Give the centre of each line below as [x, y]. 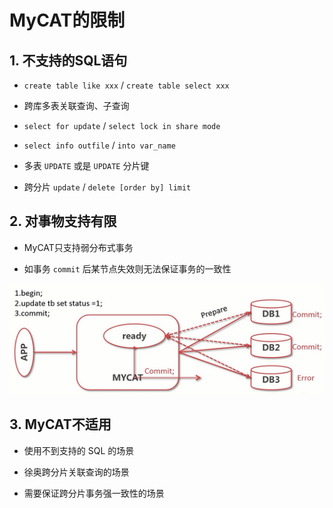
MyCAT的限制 [67, 20]
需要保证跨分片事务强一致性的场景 [94, 493]
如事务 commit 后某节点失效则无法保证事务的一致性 [127, 268]
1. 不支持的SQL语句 [68, 60]
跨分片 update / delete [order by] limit [107, 187]
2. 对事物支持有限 [63, 221]
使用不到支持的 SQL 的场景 [79, 450]
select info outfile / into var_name [99, 145]
